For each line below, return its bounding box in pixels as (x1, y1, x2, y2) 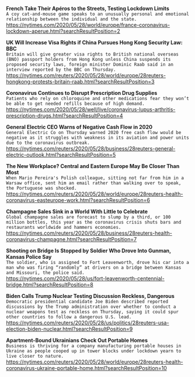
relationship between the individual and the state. (6, 16, 137, 22)
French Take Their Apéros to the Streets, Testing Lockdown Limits (6, 5, 169, 12)
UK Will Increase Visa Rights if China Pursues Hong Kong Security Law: (6, 39, 183, 46)
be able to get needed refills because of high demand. (6, 101, 145, 107)
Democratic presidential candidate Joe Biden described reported (6, 299, 168, 304)
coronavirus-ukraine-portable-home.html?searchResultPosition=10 (6, 365, 168, 371)
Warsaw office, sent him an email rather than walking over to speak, (6, 180, 182, 186)
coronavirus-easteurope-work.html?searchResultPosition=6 (6, 197, 151, 204)
